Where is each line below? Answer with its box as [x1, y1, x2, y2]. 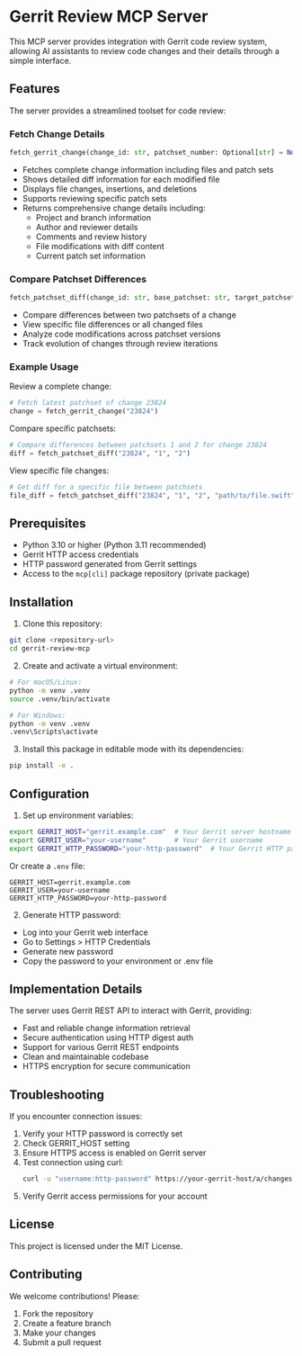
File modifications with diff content [35, 240, 164, 251]
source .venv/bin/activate [9, 695, 111, 704]
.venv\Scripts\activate [9, 727, 99, 737]
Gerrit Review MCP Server [9, 6, 209, 27]
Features [9, 81, 60, 96]
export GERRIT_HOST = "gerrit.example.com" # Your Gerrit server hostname [9, 827, 292, 836]
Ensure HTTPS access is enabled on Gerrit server [22, 1147, 207, 1158]
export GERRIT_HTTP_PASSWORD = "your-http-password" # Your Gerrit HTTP [9, 844, 283, 853]
